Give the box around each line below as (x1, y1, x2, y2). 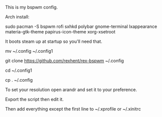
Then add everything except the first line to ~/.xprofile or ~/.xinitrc (5, 106, 141, 112)
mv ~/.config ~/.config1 (5, 48, 53, 54)
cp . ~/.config (5, 77, 33, 83)
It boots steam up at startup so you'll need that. (5, 38, 103, 44)
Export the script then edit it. (5, 97, 64, 102)
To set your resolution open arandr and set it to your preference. (5, 87, 137, 93)
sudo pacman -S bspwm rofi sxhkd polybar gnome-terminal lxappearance (5, 23, 158, 29)
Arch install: (5, 14, 30, 19)
